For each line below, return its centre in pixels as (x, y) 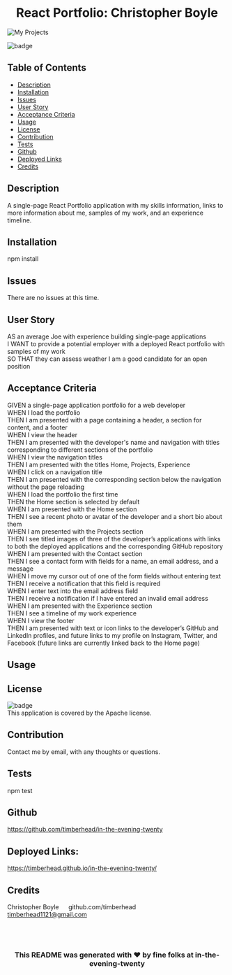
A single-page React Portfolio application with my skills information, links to (115, 205)
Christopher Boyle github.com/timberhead (72, 907)
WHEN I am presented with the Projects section (76, 531)
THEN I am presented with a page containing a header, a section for (105, 420)
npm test (20, 790)
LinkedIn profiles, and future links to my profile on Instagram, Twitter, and (112, 635)
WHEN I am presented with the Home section (72, 509)
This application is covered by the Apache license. (79, 713)
